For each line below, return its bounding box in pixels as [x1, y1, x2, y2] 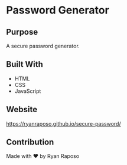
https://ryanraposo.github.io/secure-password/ [6, 120, 121, 127]
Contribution [6, 137, 54, 147]
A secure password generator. [6, 42, 80, 49]
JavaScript [14, 87, 41, 95]
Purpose [6, 27, 38, 37]
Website [6, 105, 37, 115]
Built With [6, 59, 43, 69]
